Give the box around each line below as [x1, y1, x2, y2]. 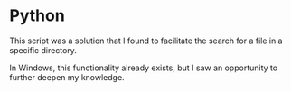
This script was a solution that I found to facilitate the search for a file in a [9, 35, 283, 46]
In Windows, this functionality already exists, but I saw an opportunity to [9, 62, 278, 73]
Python [9, 5, 65, 26]
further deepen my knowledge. [9, 71, 125, 82]
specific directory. [9, 44, 77, 55]
